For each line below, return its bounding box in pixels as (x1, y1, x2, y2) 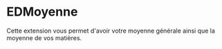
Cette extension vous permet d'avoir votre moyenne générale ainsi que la (6, 27, 216, 35)
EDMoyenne (6, 4, 78, 20)
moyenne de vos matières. (6, 33, 82, 42)
